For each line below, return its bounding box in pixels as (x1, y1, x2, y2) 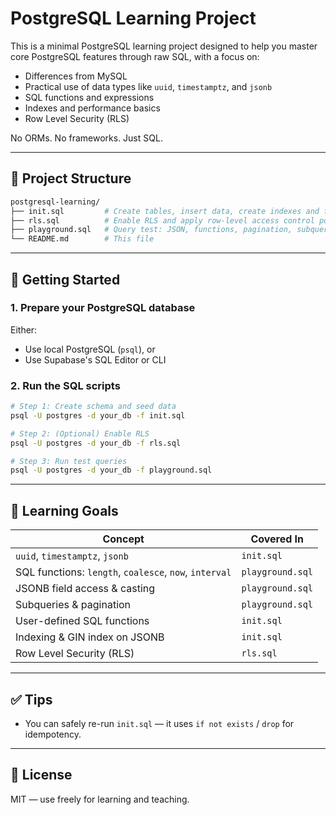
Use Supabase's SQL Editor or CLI (24, 353, 167, 366)
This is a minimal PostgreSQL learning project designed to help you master (10, 40, 318, 52)
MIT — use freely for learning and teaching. (10, 793, 190, 805)
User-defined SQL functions (15, 614, 150, 628)
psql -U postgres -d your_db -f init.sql (10, 410, 186, 421)
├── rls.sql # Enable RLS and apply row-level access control (10, 215, 315, 226)
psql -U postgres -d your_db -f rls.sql (10, 438, 182, 448)
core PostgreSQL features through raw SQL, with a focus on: (10, 50, 260, 62)
